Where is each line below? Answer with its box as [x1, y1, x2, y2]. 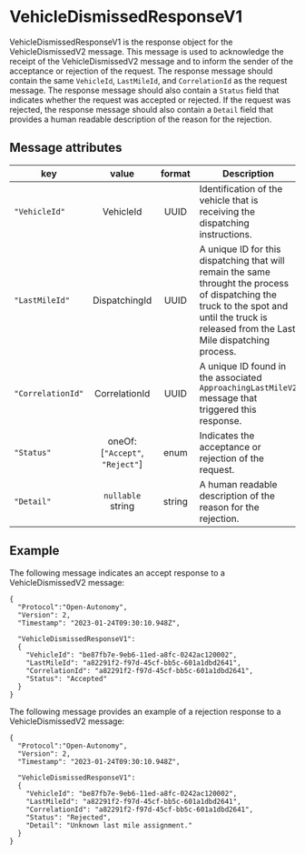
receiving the [199, 205, 256, 217]
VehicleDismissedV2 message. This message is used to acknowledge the [9, 45, 284, 56]
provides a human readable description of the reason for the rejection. [9, 114, 272, 125]
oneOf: [107, 435, 138, 447]
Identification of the [199, 182, 283, 195]
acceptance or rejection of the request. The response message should [9, 65, 273, 76]
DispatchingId [92, 294, 152, 306]
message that [199, 391, 258, 404]
